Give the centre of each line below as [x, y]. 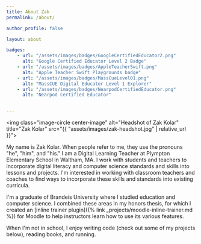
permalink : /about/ [31, 17]
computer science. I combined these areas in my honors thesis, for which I [99, 204]
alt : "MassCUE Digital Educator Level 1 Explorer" [87, 84]
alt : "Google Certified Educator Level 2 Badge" [84, 61]
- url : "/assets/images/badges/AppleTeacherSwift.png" [87, 67]
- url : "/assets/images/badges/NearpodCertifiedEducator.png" [97, 89]
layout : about [24, 39]
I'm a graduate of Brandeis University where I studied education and [91, 197]
